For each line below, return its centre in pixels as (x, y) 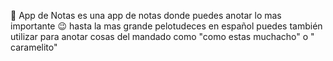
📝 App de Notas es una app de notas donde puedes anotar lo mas (146, 15)
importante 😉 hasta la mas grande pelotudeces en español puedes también (166, 26)
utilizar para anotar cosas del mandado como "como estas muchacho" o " (162, 36)
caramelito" (34, 47)
